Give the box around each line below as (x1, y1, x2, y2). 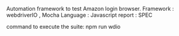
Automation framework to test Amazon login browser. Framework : (6, 5, 174, 12)
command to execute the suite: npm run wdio (6, 23, 121, 30)
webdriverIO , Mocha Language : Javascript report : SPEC (6, 11, 153, 19)
